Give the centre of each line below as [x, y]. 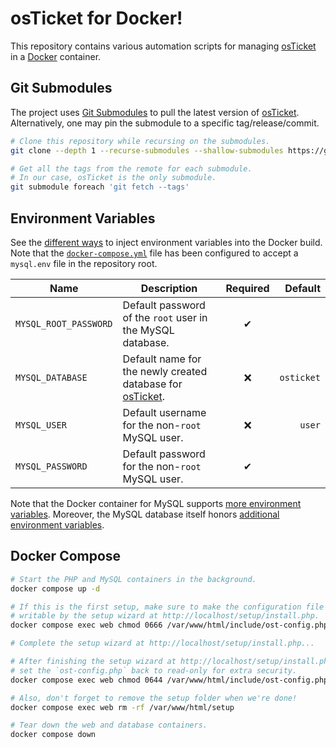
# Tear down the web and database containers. [109, 725]
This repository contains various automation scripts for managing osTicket [163, 46]
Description [169, 288]
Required [247, 288]
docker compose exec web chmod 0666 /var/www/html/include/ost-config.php [169, 625]
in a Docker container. [56, 56]
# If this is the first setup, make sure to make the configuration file [167, 607]
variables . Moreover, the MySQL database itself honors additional [145, 514]
